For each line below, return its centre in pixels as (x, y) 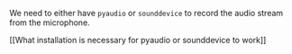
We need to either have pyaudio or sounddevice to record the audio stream (146, 13)
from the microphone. (50, 22)
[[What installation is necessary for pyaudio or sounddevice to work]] (138, 40)
